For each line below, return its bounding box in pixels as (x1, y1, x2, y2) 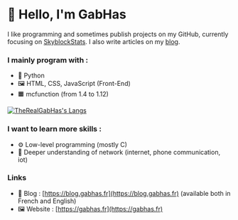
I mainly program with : (7, 55, 89, 65)
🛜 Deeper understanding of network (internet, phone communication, (17, 148, 221, 156)
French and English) (17, 197, 77, 205)
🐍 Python (17, 71, 45, 80)
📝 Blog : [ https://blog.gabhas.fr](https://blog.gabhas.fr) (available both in (17, 189, 231, 197)
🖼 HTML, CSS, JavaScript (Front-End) (17, 79, 131, 88)
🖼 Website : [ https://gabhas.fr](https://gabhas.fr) (17, 204, 163, 213)
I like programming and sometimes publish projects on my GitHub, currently (7, 30, 229, 38)
